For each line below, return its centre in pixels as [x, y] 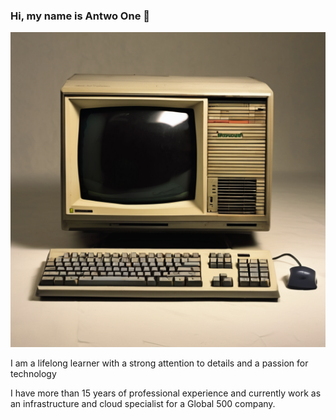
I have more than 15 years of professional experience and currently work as [166, 393]
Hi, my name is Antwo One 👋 [80, 16]
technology [33, 374]
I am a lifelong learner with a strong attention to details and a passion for [159, 363]
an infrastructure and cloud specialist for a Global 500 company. [143, 404]
